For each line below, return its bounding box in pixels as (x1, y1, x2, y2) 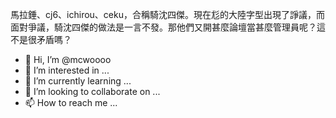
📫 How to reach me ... (24, 97, 118, 108)
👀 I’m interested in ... (24, 64, 110, 76)
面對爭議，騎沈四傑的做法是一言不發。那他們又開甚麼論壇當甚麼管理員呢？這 (10, 21, 326, 33)
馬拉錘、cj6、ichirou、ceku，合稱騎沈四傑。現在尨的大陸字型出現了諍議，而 (10, 9, 325, 20)
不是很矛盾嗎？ (10, 34, 72, 45)
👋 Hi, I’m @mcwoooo (24, 54, 112, 65)
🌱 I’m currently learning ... (24, 75, 132, 87)
